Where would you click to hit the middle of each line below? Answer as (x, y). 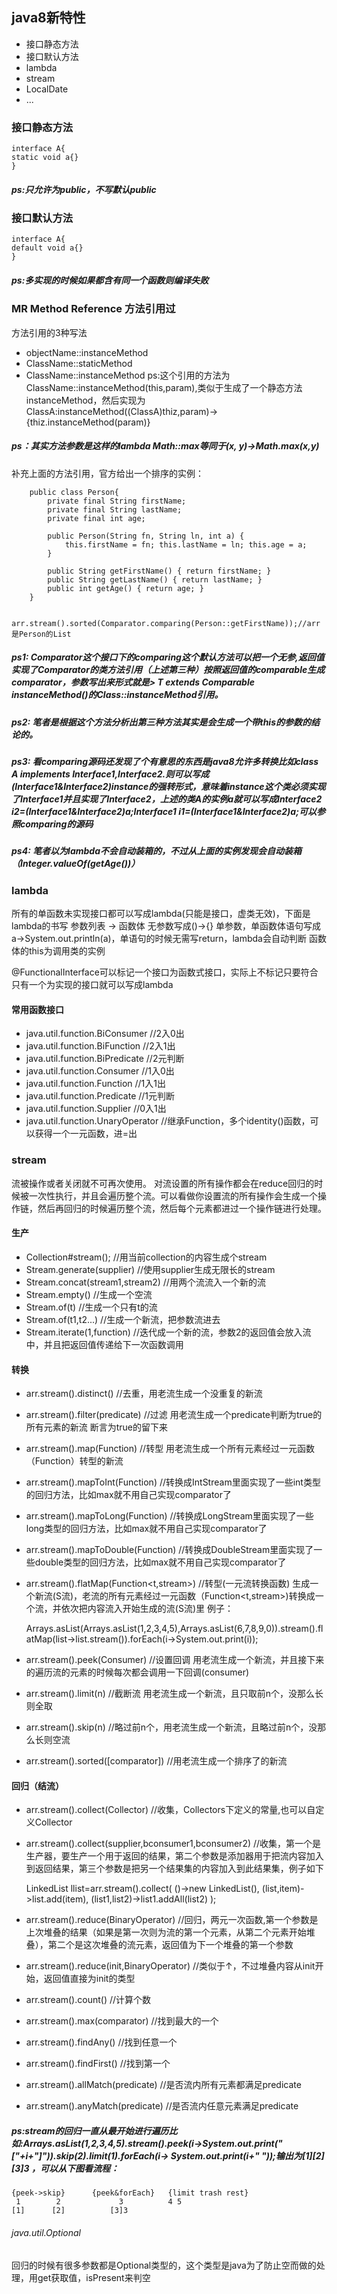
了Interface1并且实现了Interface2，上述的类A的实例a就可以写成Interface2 (167, 799)
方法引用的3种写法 (49, 332)
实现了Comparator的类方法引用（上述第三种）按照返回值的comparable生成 (168, 670)
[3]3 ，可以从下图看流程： (65, 2168)
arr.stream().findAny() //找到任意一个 (101, 2042)
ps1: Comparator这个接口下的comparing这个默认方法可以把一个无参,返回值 (168, 657)
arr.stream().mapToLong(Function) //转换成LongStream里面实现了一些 (169, 1516)
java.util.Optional (46, 2232)
